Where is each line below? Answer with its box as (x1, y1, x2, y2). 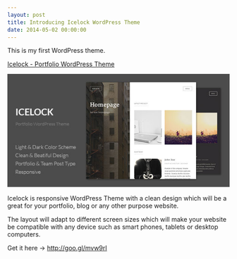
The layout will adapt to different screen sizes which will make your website (7, 215, 227, 223)
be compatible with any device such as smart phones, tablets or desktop (7, 222, 219, 231)
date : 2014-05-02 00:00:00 (7, 26, 87, 33)
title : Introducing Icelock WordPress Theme (7, 18, 140, 26)
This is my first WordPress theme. (7, 46, 106, 55)
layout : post (7, 11, 46, 18)
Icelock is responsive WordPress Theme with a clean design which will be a (7, 194, 227, 202)
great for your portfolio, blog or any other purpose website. (7, 201, 179, 210)
